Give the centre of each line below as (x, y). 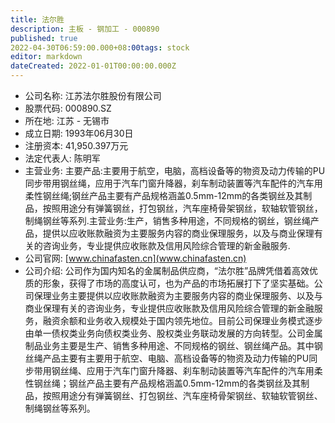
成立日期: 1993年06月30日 (79, 133)
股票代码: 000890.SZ (68, 108)
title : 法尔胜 (37, 19)
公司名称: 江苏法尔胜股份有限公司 (93, 95)
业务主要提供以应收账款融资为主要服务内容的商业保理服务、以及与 (187, 295)
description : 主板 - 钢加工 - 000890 (85, 29)
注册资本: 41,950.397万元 (76, 145)
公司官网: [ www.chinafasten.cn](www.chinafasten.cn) (135, 258)
